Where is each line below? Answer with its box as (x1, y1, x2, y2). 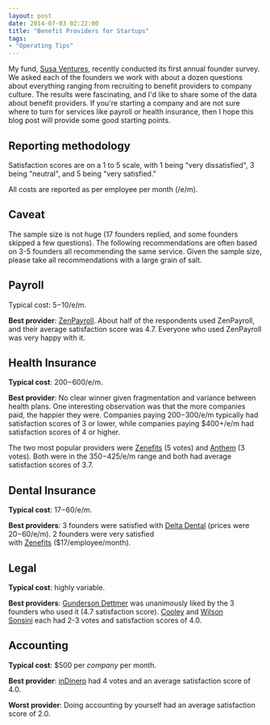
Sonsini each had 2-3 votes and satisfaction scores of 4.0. (8, 615, 202, 625)
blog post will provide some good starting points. (8, 115, 171, 125)
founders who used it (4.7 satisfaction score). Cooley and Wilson (8, 607, 224, 616)
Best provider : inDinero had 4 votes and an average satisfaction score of (8, 676, 251, 685)
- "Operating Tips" (8, 42, 74, 50)
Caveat (8, 207, 46, 222)
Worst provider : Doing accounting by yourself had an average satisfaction (8, 700, 255, 710)
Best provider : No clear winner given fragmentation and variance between (8, 393, 256, 403)
